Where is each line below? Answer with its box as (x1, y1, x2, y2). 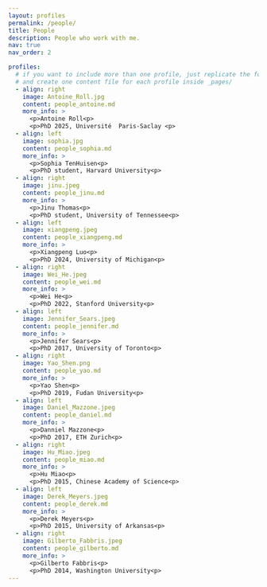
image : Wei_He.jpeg (22, 270, 87, 279)
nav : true (8, 41, 41, 49)
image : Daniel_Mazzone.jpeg (22, 404, 115, 412)
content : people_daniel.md (22, 411, 112, 419)
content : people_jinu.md (22, 189, 105, 197)
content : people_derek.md (22, 499, 109, 508)
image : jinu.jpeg (22, 182, 80, 190)
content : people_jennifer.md (22, 322, 119, 331)
